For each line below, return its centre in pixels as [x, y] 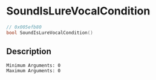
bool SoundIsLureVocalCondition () [50, 32]
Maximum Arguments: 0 [34, 70]
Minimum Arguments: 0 [34, 65]
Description [29, 51]
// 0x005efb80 [24, 27]
